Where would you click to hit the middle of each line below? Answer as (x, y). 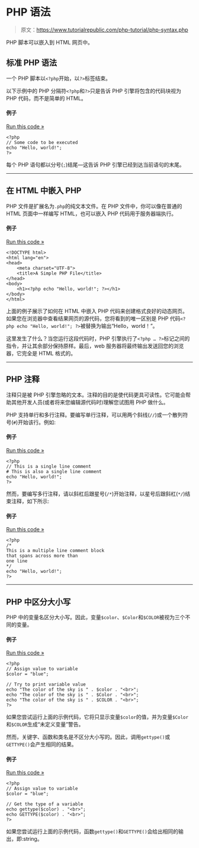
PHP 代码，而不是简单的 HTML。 (46, 98)
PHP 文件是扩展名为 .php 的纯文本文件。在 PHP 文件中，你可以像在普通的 (94, 206)
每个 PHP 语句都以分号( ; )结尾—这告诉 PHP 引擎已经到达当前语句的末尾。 (95, 164)
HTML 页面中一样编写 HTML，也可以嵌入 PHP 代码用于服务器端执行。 (92, 213)
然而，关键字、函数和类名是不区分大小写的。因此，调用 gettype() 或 (88, 737)
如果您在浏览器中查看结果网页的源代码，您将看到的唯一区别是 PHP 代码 (93, 318)
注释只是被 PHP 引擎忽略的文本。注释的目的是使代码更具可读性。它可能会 (96, 394)
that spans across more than (42, 556)
